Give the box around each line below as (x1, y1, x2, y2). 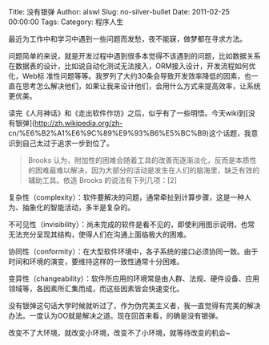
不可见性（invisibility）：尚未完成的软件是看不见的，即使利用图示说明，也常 (8, 220, 255, 229)
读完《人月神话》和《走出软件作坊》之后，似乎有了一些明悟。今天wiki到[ (8, 108, 249, 118)
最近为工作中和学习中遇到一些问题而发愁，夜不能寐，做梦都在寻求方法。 (8, 34, 247, 43)
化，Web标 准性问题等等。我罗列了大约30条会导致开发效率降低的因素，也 (8, 71, 252, 80)
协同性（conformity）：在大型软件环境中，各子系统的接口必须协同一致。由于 (8, 247, 259, 256)
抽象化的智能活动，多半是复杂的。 (22, 203, 134, 212)
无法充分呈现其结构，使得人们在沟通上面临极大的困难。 (8, 229, 191, 239)
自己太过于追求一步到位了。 (22, 139, 114, 148)
